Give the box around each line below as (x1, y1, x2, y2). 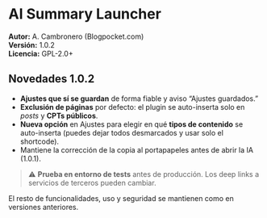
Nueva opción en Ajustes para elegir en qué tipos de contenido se (19, 119, 244, 129)
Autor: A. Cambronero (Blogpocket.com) (8, 31, 144, 41)
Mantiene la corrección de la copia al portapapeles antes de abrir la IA (19, 145, 254, 154)
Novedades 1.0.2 (8, 72, 95, 86)
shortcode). (19, 136, 59, 146)
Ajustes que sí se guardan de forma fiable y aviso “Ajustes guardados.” (19, 94, 259, 103)
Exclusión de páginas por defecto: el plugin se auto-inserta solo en (19, 102, 245, 111)
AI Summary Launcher (8, 5, 161, 23)
